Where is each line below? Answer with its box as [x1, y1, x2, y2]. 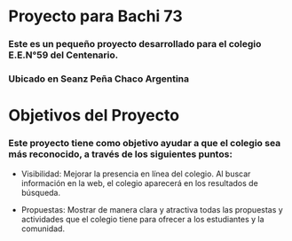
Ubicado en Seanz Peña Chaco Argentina [8, 73, 190, 85]
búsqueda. [20, 187, 61, 198]
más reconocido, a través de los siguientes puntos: [8, 148, 233, 160]
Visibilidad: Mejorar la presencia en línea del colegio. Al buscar [20, 168, 251, 179]
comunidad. [20, 223, 66, 234]
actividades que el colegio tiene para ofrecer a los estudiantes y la [20, 214, 264, 224]
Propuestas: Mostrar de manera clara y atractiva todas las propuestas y [20, 204, 283, 214]
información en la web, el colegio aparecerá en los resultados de [20, 177, 258, 188]
